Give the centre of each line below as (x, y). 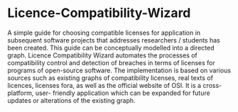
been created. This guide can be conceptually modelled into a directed (111, 47)
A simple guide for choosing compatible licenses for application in (104, 33)
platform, (21, 93)
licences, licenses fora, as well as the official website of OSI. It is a (104, 85)
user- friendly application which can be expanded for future (123, 93)
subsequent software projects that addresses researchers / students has (114, 40)
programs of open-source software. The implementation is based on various (119, 70)
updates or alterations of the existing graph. (72, 100)
